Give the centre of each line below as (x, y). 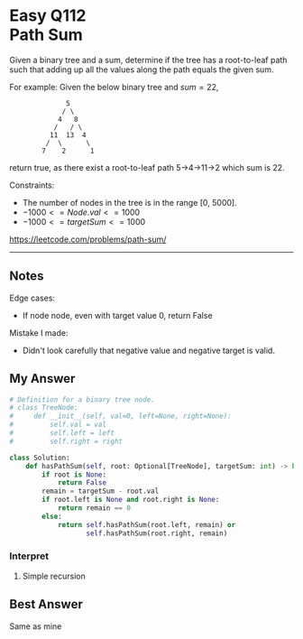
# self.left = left (62, 433)
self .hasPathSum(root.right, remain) (157, 533)
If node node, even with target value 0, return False (118, 315)
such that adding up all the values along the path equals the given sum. (142, 69)
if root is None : (74, 475)
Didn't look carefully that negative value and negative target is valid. (148, 350)
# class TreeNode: (44, 408)
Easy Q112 (48, 16)
